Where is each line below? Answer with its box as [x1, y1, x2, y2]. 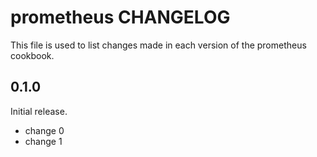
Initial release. [10, 105, 68, 117]
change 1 [24, 135, 63, 147]
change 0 [24, 124, 65, 136]
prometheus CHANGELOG [10, 6, 231, 29]
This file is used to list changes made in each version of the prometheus [10, 39, 307, 51]
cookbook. [10, 49, 55, 61]
